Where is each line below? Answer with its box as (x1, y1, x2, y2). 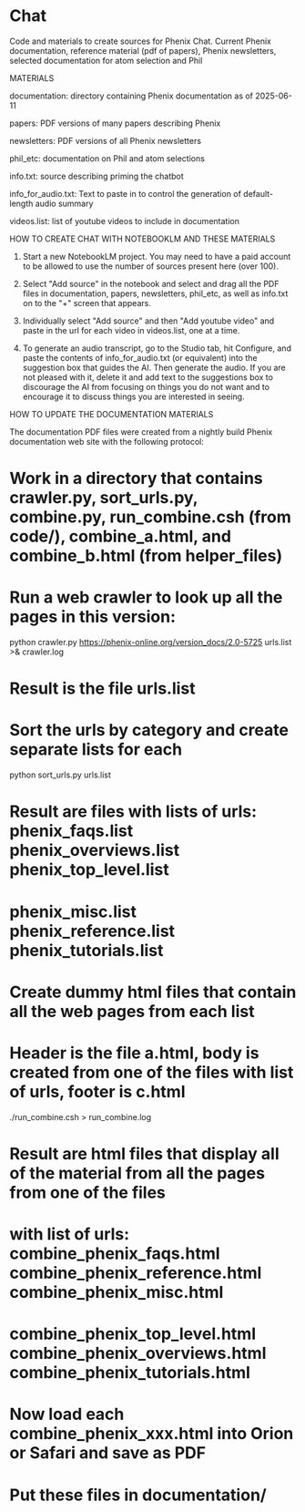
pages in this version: (9, 607, 176, 627)
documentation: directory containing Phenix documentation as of (9, 90, 253, 101)
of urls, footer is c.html (9, 1081, 186, 1102)
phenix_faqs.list (9, 821, 134, 841)
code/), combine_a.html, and (9, 526, 232, 547)
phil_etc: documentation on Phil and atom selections (9, 152, 205, 164)
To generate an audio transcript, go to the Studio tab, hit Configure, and (22, 343, 291, 354)
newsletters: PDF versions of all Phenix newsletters (9, 135, 202, 146)
